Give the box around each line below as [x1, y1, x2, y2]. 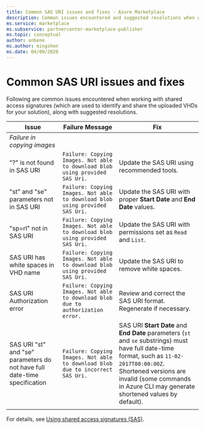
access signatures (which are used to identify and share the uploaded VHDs [6, 101, 198, 109]
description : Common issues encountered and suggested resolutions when [6, 15, 195, 21]
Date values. [118, 202, 156, 211]
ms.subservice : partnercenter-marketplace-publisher [6, 26, 143, 32]
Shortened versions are [118, 367, 186, 375]
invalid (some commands [118, 374, 191, 383]
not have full [9, 363, 45, 372]
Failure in [9, 133, 36, 141]
